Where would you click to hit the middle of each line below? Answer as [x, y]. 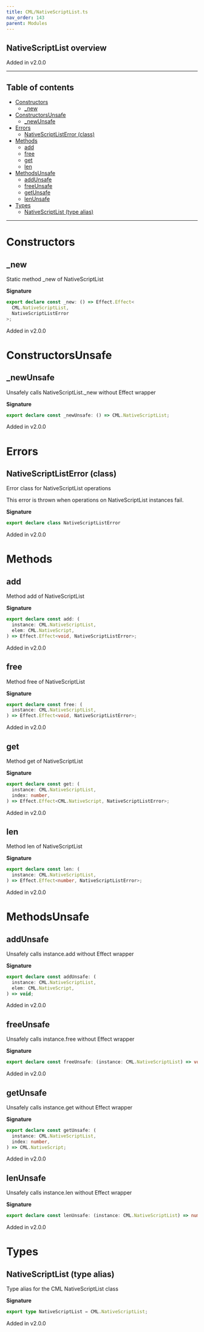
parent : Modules [27, 23]
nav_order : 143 [25, 18]
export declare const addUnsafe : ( [51, 977]
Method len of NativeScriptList [45, 847]
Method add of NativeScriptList [46, 596]
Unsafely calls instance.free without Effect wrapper [70, 1039]
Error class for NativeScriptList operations [59, 488]
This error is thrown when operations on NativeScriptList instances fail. [95, 500]
